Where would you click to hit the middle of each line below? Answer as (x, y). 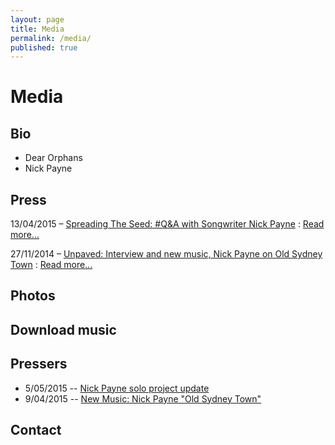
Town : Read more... (51, 265)
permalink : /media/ (51, 38)
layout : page (37, 19)
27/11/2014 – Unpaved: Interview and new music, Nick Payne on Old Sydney (166, 254)
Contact (36, 430)
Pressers (39, 364)
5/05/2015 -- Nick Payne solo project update (117, 388)
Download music (63, 329)
